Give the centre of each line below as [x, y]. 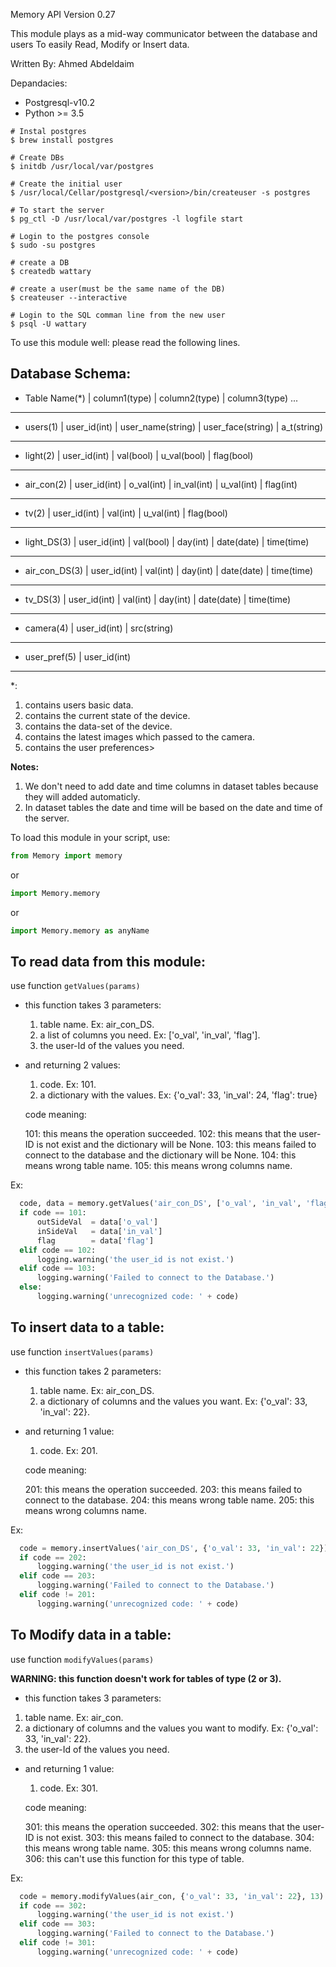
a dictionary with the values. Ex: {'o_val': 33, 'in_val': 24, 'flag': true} [178, 1095]
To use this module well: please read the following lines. [125, 342]
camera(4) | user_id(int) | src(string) [99, 628]
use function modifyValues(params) [82, 1659]
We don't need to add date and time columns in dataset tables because [171, 786]
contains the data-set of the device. [98, 726]
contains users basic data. [79, 705]
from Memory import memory [66, 855]
